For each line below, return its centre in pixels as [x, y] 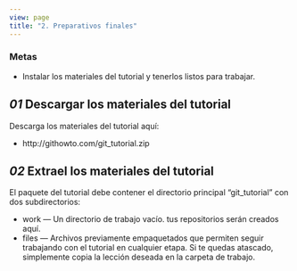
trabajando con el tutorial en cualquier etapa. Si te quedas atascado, [148, 248]
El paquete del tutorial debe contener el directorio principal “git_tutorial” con [149, 193]
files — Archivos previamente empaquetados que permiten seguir [143, 238]
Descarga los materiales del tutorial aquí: [84, 126]
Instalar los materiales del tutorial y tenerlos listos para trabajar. [139, 76]
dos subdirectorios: [45, 202]
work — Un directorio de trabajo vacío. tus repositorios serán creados [150, 219]
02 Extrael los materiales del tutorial [111, 171]
